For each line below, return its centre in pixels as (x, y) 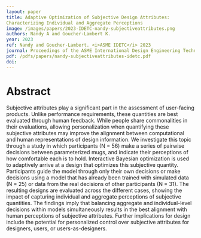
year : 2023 (20, 39)
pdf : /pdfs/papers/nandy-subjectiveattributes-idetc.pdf (79, 56)
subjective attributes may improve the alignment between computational (95, 133)
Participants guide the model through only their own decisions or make (93, 172)
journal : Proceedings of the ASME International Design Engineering (93, 51)
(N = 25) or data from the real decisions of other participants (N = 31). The (98, 184)
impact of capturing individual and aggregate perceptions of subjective (94, 197)
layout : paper (24, 12)
